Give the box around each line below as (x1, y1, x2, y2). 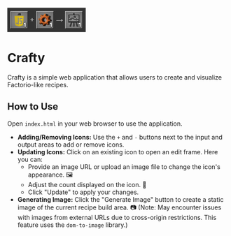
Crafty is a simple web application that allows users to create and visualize (7, 73, 223, 81)
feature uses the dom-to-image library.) (17, 221, 128, 229)
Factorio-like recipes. (7, 80, 69, 89)
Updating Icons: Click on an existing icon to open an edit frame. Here (17, 147, 218, 156)
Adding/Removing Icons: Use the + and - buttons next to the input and (17, 133, 223, 141)
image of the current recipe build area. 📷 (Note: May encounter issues (17, 203, 222, 212)
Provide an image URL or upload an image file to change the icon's (27, 162, 220, 171)
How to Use (7, 101, 59, 112)
